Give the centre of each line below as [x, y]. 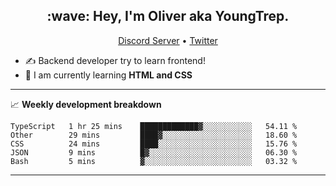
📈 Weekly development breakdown [86, 104]
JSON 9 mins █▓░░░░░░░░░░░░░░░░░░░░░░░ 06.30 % [154, 152]
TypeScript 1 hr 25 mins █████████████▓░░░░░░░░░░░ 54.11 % [154, 126]
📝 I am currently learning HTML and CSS [108, 75]
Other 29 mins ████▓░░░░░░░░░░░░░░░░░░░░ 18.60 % [154, 135]
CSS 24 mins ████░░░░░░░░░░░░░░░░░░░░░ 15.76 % [154, 144]
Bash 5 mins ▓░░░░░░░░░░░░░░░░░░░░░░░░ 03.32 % [154, 161]
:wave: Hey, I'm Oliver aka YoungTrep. [168, 16]
